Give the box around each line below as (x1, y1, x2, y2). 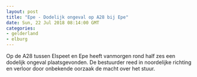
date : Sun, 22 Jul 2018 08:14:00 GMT (6, 20, 100, 25)
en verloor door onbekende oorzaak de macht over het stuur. (6, 65, 155, 72)
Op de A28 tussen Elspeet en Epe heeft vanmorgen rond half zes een (6, 53, 176, 59)
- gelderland (6, 31, 39, 37)
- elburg (6, 36, 28, 42)
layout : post (6, 8, 39, 15)
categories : (6, 25, 36, 31)
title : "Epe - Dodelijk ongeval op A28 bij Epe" (6, 14, 129, 20)
